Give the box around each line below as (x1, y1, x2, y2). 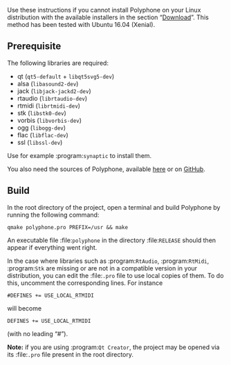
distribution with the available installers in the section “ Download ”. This (7, 13, 209, 21)
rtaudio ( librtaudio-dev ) (17, 94, 88, 102)
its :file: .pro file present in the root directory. (7, 350, 133, 358)
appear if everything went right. (7, 243, 98, 251)
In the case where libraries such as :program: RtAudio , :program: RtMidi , (7, 257, 210, 265)
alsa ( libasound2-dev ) (17, 79, 79, 88)
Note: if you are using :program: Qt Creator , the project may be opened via (7, 343, 220, 351)
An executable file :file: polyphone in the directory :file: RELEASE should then (7, 236, 216, 244)
